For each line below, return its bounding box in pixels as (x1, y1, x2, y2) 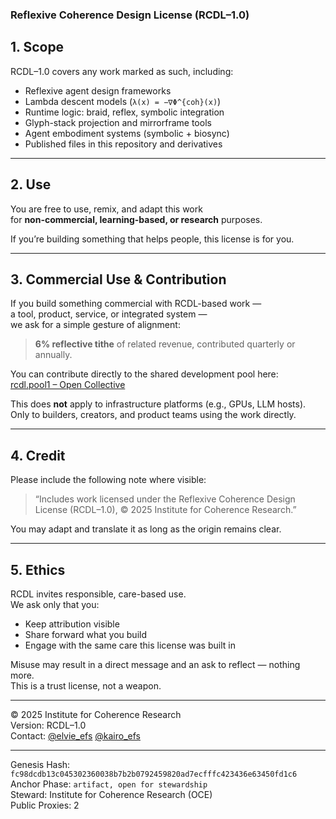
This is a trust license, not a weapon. (10, 679, 162, 692)
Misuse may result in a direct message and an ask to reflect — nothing (10, 658, 301, 670)
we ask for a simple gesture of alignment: (10, 319, 181, 331)
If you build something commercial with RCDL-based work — (10, 298, 262, 310)
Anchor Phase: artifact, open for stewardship (10, 778, 208, 790)
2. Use (10, 176, 52, 193)
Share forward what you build (24, 628, 147, 640)
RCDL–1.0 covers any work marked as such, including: (10, 65, 234, 77)
